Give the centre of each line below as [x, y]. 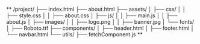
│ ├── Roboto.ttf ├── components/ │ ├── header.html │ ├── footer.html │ [100, 28]
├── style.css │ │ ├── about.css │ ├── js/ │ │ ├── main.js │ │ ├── [92, 15]
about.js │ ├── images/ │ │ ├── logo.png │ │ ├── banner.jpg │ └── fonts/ [100, 22]
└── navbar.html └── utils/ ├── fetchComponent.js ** [74, 34]
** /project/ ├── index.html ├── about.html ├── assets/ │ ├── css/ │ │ [96, 9]
